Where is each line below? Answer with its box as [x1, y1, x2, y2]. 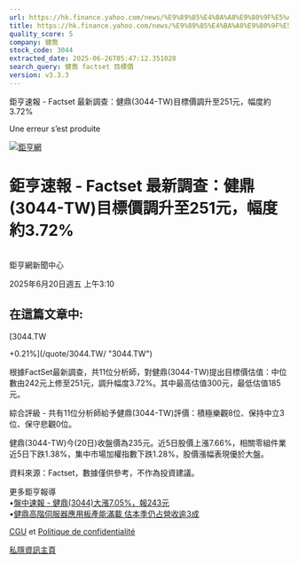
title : [9, 21, 34, 30]
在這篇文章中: [9, 307, 84, 322]
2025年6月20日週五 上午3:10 [9, 278, 115, 289]
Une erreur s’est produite [9, 123, 101, 134]
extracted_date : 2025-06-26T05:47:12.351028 [9, 54, 176, 63]
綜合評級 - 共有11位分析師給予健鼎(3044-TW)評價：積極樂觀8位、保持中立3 [9, 407, 286, 418]
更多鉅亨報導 [9, 486, 56, 497]
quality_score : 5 [9, 29, 74, 38]
